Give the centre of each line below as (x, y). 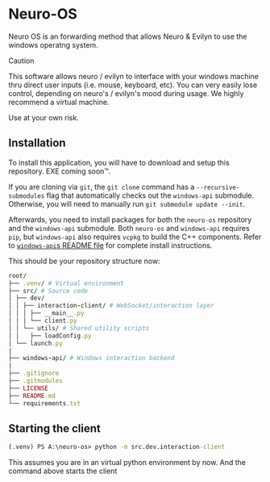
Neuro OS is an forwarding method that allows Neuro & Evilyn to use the (128, 36)
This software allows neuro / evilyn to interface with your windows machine (134, 76)
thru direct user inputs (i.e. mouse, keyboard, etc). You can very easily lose (133, 85)
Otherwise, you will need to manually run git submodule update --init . (127, 203)
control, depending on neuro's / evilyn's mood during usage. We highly (126, 93)
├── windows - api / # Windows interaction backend (91, 358)
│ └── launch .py (35, 343)
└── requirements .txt (45, 403)
